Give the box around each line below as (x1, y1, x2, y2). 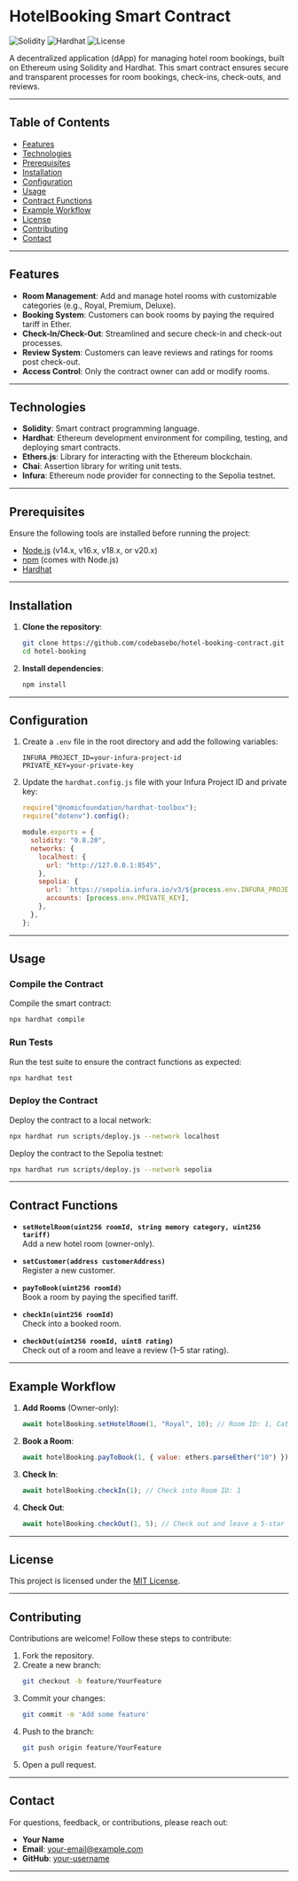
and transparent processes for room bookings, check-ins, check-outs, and (9, 71, 282, 82)
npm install (21, 680, 67, 689)
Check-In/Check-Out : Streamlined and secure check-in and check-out (21, 328, 282, 339)
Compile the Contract (9, 978, 104, 990)
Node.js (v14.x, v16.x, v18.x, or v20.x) (21, 545, 158, 556)
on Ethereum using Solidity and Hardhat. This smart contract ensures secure (9, 62, 289, 73)
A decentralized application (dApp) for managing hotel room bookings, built (9, 52, 286, 63)
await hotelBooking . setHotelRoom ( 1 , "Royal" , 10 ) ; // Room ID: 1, (21, 1420, 273, 1429)
